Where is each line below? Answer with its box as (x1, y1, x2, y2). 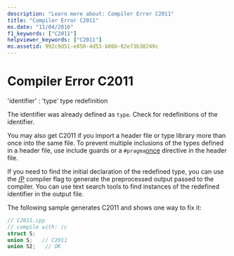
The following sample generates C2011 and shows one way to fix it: (7, 203, 202, 212)
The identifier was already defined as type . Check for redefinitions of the (7, 110, 218, 118)
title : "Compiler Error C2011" (7, 17, 99, 24)
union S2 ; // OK (7, 243, 61, 250)
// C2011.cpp (7, 217, 46, 224)
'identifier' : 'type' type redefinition (7, 96, 108, 105)
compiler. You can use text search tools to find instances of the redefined (7, 182, 220, 191)
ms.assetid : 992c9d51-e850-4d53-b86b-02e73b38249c (7, 43, 159, 50)
